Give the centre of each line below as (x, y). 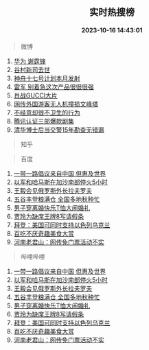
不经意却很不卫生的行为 (47, 113)
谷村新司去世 (32, 69)
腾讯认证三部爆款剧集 (44, 121)
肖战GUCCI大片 (35, 95)
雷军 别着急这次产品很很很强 (54, 86)
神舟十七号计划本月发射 (47, 78)
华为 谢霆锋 (30, 61)
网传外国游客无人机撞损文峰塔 (56, 104)
